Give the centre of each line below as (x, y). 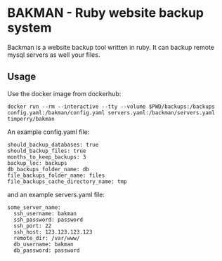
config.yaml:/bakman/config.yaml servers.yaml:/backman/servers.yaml (111, 113)
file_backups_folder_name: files (56, 175)
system (30, 28)
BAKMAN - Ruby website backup (106, 13)
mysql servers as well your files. (54, 55)
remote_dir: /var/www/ (47, 238)
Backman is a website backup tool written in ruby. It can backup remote (111, 47)
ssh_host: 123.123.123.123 (53, 232)
